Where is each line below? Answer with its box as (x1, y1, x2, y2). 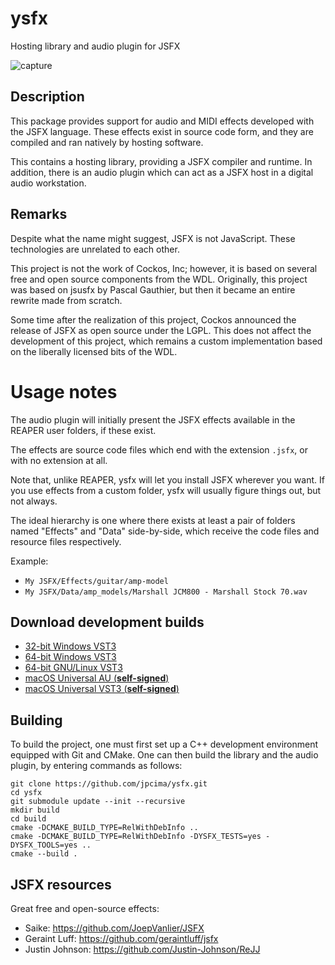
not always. (10, 495, 58, 507)
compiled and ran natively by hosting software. (10, 136, 204, 148)
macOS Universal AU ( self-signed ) (24, 672, 170, 684)
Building (10, 712, 63, 729)
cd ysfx (10, 788, 43, 798)
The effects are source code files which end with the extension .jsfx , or (10, 443, 308, 456)
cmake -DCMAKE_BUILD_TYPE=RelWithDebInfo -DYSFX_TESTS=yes (10, 832, 262, 842)
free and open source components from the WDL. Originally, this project (10, 273, 308, 285)
